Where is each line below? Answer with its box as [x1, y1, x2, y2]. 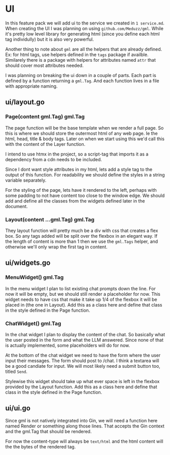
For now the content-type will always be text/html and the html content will [5, 438, 163, 444]
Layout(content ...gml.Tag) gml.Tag [5, 216, 95, 223]
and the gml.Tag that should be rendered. [5, 428, 92, 434]
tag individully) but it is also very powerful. [5, 36, 94, 42]
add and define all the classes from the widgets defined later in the [5, 197, 145, 204]
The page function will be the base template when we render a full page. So [5, 124, 164, 131]
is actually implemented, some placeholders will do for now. [5, 342, 130, 348]
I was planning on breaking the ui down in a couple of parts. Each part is [5, 72, 156, 78]
